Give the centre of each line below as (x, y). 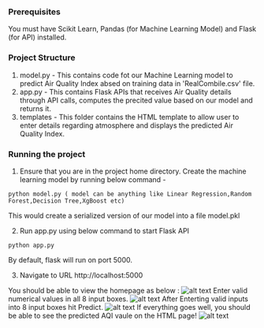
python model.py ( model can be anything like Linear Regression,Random (130, 194)
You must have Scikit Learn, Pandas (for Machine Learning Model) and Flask (132, 29)
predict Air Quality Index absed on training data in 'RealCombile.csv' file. (137, 83)
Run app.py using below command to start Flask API (104, 230)
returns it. (35, 108)
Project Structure (42, 58)
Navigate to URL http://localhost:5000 (81, 275)
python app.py (32, 245)
